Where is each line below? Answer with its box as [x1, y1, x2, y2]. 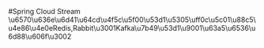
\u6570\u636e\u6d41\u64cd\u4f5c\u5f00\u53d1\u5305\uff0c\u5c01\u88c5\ [8, 15, 256, 24]
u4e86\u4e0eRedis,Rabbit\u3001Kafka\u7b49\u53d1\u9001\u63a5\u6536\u [8, 24, 256, 32]
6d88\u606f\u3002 [8, 31, 72, 41]
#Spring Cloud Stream [8, 7, 81, 16]
